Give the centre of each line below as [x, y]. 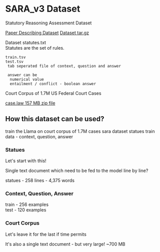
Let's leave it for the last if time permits [46, 234]
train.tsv [16, 57]
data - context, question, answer [39, 136]
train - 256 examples [27, 205]
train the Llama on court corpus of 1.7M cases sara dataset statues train [80, 131]
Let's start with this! [26, 161]
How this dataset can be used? [55, 119]
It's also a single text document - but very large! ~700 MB [65, 244]
